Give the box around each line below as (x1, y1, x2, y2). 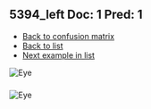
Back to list (21, 40, 63, 51)
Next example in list (21, 49, 96, 61)
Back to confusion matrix (21, 30, 114, 41)
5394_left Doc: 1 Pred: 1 (9, 7, 143, 22)
